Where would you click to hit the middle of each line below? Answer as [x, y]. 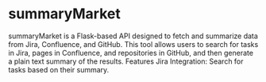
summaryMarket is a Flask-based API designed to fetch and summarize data [133, 36]
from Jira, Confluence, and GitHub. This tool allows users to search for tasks [133, 44]
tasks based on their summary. [59, 69]
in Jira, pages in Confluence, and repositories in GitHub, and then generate [131, 53]
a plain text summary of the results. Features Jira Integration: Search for [126, 61]
